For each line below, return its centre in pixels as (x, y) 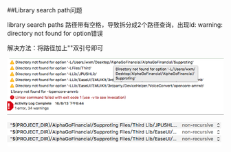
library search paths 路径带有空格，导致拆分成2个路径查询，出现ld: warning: (115, 25)
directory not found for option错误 (55, 33)
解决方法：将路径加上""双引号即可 (55, 48)
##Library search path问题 (45, 10)
